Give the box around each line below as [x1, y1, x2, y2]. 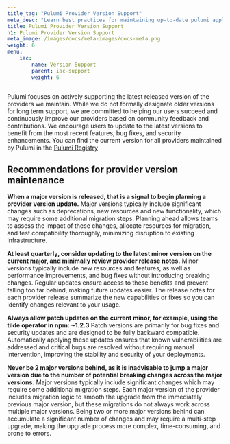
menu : [7, 49, 23, 56]
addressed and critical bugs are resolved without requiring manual [7, 343, 194, 351]
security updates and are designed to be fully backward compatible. [7, 329, 200, 337]
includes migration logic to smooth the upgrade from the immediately [7, 393, 202, 401]
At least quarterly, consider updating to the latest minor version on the [7, 250, 212, 258]
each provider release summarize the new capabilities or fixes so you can [7, 293, 215, 302]
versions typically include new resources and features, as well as [7, 264, 191, 272]
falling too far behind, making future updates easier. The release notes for [7, 286, 216, 294]
